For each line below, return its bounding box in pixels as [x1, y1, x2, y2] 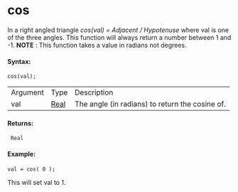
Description [74, 87, 114, 97]
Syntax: [7, 57, 31, 65]
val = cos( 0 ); [7, 166, 55, 173]
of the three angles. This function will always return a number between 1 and [7, 33, 232, 41]
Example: [7, 149, 36, 158]
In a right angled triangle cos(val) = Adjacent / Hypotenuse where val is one [7, 26, 229, 34]
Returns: [7, 119, 34, 127]
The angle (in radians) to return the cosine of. [74, 99, 226, 109]
